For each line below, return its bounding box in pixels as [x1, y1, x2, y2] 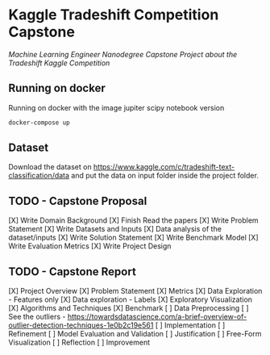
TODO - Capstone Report [8, 265, 137, 278]
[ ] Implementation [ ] [155, 320, 226, 330]
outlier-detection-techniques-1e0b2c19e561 [8, 320, 154, 330]
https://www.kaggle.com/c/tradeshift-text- [93, 162, 235, 172]
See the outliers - [8, 312, 66, 322]
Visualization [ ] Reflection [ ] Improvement [8, 337, 151, 348]
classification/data [8, 171, 70, 181]
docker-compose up [8, 119, 70, 127]
